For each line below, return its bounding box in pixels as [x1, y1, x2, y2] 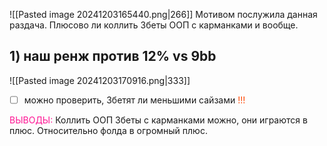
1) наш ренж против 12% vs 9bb [9, 48, 217, 65]
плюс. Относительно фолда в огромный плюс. [9, 124, 208, 136]
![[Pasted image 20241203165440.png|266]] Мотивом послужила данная [9, 9, 318, 20]
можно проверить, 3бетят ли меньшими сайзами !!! [23, 94, 246, 106]
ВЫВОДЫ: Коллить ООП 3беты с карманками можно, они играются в [9, 114, 308, 126]
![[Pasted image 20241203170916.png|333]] [9, 74, 191, 86]
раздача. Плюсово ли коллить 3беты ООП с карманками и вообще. [9, 19, 299, 31]
